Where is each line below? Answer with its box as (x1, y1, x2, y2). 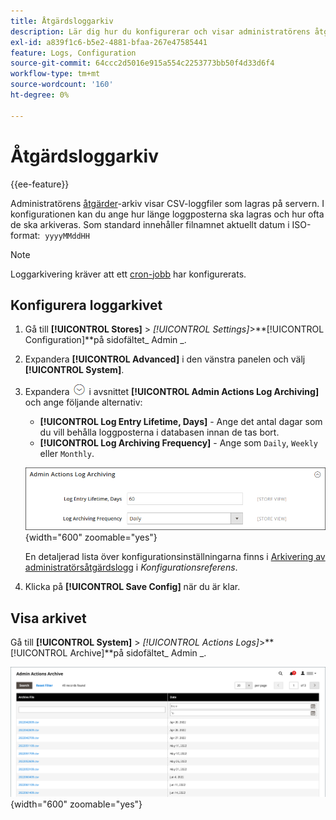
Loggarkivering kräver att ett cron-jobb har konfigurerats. (10, 268, 247, 280)
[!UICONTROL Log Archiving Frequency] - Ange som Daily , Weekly (39, 437, 319, 449)
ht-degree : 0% (10, 90, 70, 100)
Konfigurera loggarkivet (10, 296, 163, 314)
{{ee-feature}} (10, 178, 70, 190)
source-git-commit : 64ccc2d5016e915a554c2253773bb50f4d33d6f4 (10, 58, 275, 69)
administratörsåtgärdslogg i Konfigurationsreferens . (24, 561, 238, 574)
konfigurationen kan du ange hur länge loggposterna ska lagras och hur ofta (10, 208, 325, 220)
